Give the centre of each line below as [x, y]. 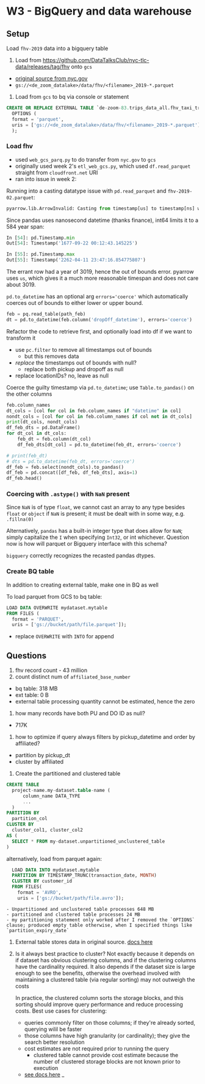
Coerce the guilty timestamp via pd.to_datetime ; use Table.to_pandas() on [100, 387]
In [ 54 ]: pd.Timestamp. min [41, 238]
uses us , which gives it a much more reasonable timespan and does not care [103, 278]
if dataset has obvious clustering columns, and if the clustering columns [106, 960]
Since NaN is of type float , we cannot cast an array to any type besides [95, 507]
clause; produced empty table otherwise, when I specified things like [99, 925]
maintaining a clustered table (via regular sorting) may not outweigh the [105, 979]
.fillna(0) [20, 519]
